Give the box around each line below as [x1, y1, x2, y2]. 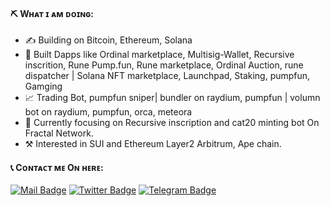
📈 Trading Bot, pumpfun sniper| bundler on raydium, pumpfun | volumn [24, 92, 321, 104]
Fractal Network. [24, 127, 94, 139]
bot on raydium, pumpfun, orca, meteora [24, 106, 193, 118]
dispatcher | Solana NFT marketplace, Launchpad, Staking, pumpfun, [24, 70, 311, 82]
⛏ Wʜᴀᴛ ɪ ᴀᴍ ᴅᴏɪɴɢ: [10, 7, 94, 19]
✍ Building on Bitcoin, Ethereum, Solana [24, 34, 193, 46]
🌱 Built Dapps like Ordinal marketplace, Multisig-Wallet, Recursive [24, 49, 295, 61]
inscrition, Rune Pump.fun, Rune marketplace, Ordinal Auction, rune [24, 59, 304, 71]
